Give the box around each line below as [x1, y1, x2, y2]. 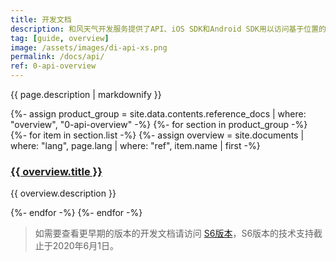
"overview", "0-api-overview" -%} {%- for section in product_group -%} [10, 119, 308, 130]
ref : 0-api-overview [10, 61, 97, 71]
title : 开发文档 [10, 14, 72, 25]
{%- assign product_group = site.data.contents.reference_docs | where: [10, 108, 307, 120]
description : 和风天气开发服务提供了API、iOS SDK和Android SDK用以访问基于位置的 [10, 24, 327, 34]
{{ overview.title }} [10, 164, 103, 178]
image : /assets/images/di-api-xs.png [10, 42, 168, 53]
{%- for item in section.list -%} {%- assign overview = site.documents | [10, 129, 305, 141]
